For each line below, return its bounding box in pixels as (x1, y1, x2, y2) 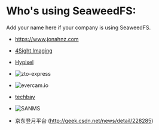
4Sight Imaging (14, 47, 53, 54)
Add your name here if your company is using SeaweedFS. (6, 24, 151, 31)
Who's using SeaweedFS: (6, 4, 136, 18)
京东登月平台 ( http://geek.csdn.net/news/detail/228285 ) (14, 117, 154, 124)
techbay (14, 93, 35, 100)
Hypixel (14, 58, 34, 66)
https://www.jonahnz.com (14, 35, 79, 42)
